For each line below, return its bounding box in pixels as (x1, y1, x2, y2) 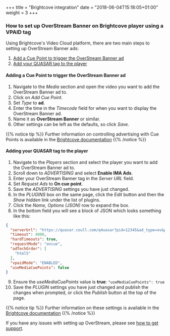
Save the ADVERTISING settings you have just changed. (13, 186, 130, 192)
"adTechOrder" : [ (10, 246, 47, 251)
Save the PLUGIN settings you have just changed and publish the (13, 284, 148, 290)
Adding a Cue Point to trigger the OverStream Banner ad (6, 72, 126, 78)
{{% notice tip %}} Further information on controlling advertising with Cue (6, 131, 159, 137)
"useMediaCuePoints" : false (10, 265, 70, 270)
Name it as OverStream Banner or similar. (13, 116, 100, 122)
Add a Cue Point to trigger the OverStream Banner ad (13, 55, 124, 61)
